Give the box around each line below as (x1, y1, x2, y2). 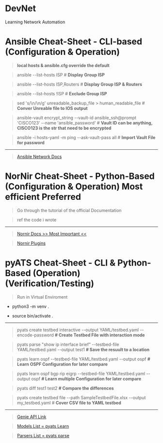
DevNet (5, 3, 36, 14)
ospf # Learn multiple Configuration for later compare (31, 375, 142, 382)
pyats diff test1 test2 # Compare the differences (16, 385, 114, 391)
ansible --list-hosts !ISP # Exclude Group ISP (16, 90, 107, 96)
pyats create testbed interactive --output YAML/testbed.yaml (16, 327, 139, 333)
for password (16, 140, 45, 145)
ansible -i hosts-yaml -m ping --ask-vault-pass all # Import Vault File (16, 134, 156, 140)
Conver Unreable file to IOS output (16, 105, 88, 111)
